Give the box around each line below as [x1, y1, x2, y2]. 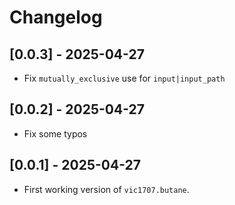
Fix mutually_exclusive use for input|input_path [23, 72, 226, 84]
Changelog [9, 6, 103, 29]
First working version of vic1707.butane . [23, 183, 190, 195]
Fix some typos [23, 127, 88, 140]
